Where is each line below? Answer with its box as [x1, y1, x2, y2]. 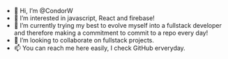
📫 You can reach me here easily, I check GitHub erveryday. [13, 44, 186, 52]
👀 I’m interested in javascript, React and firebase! [13, 14, 155, 22]
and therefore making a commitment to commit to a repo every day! [13, 28, 208, 37]
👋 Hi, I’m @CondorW [13, 7, 73, 15]
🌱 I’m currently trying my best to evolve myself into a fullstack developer [13, 22, 222, 29]
